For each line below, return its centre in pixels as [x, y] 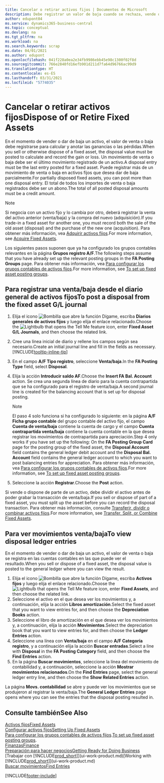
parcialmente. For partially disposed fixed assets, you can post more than [78, 177]
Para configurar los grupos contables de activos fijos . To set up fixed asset [80, 735]
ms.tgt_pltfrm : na [24, 37]
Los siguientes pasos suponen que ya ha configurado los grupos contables [81, 248]
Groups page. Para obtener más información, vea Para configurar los [75, 263]
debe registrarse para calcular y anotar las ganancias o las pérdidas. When [80, 146]
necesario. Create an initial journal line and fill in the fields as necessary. [84, 347]
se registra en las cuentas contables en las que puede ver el [65, 558]
